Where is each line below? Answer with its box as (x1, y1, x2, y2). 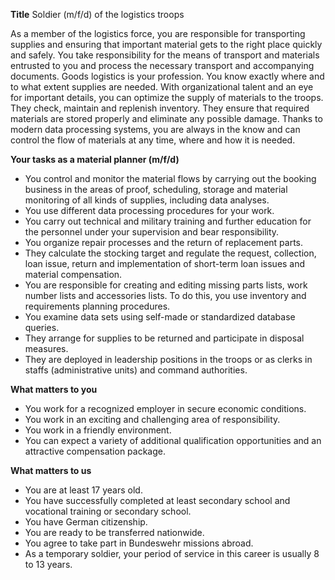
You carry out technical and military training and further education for (24, 215, 312, 227)
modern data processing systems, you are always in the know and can (10, 124, 301, 135)
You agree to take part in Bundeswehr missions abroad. (24, 537, 254, 549)
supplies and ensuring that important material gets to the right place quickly (10, 39, 323, 50)
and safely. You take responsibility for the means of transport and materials (10, 49, 320, 61)
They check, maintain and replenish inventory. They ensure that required (10, 102, 310, 114)
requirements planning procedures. (24, 300, 171, 312)
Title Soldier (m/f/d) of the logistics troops (10, 9, 185, 20)
